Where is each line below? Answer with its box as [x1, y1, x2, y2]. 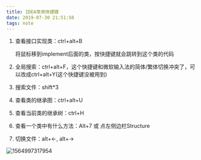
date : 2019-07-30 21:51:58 [6, 15, 74, 21]
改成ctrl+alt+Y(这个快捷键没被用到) [20, 71, 108, 78]
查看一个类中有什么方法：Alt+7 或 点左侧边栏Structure [15, 122, 150, 130]
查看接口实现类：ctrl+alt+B [15, 38, 83, 45]
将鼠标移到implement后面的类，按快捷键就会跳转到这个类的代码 [15, 50, 174, 58]
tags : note [6, 20, 34, 26]
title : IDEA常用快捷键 [6, 8, 59, 15]
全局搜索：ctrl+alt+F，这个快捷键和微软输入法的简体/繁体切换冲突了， [15, 63, 190, 70]
